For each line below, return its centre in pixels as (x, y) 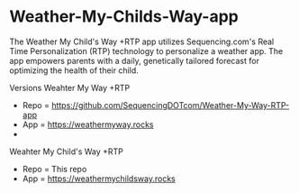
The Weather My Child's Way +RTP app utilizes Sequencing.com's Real (142, 41)
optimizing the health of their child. (74, 70)
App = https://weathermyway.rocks (88, 124)
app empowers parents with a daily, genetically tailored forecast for (134, 60)
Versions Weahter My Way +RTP (70, 87)
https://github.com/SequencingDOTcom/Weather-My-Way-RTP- (170, 105)
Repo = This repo (54, 169)
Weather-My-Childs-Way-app (124, 17)
